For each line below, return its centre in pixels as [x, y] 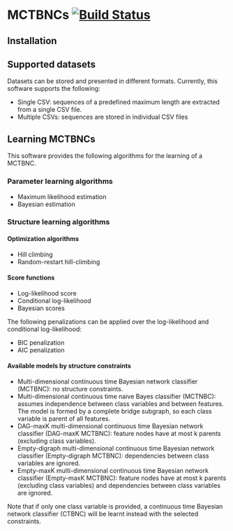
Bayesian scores [41, 308]
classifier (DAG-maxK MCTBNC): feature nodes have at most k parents [119, 434]
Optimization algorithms [43, 239]
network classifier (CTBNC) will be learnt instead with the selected [103, 514]
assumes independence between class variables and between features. [121, 404]
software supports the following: [54, 89]
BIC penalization [41, 342]
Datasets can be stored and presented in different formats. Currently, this [113, 81]
